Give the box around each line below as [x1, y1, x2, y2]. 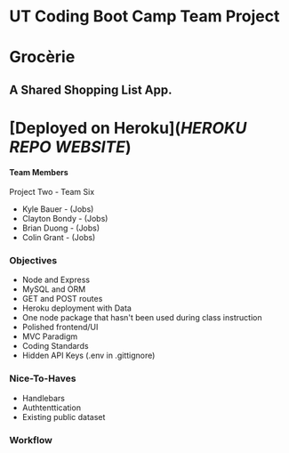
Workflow [9, 433, 53, 446]
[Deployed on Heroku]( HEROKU [9, 117, 247, 138]
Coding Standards [21, 341, 89, 352]
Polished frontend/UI [21, 322, 99, 333]
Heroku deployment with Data [21, 303, 132, 313]
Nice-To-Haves [9, 372, 76, 384]
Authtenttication [21, 402, 82, 413]
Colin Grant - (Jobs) [21, 232, 96, 243]
